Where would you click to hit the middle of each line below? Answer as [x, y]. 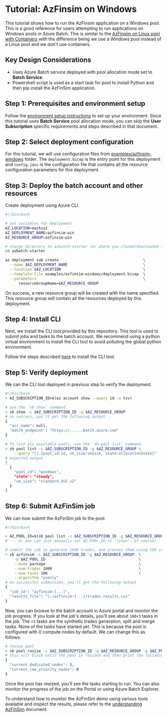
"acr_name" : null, [29, 426]
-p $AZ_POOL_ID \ [78, 559]
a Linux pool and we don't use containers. [48, 44]
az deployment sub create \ [75, 260]
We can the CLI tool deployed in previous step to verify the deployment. [79, 384]
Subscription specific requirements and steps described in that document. [82, 126]
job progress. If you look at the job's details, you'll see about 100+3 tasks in [82, 616]
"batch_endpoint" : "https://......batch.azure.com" [64, 430]
